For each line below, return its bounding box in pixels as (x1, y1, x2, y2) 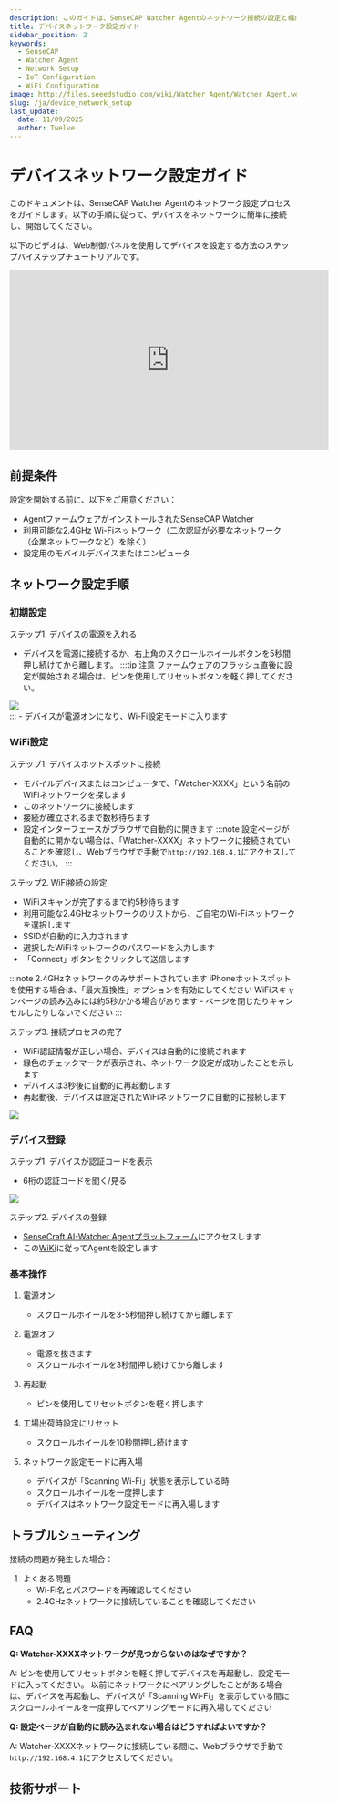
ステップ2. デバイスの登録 (9, 1212, 108, 1223)
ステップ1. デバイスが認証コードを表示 (9, 1156, 153, 1167)
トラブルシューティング (9, 1528, 141, 1543)
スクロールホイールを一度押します (36, 1488, 165, 1498)
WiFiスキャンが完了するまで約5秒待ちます (22, 896, 180, 907)
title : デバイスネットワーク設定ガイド (9, 22, 140, 31)
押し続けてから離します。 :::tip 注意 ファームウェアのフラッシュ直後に (22, 659, 285, 670)
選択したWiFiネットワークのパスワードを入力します (22, 941, 216, 953)
